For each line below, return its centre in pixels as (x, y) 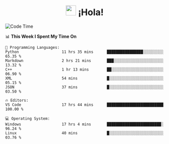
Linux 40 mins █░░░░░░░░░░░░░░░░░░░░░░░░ (84, 133)
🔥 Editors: (17, 100)
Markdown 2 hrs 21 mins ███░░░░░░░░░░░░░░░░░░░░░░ (84, 60)
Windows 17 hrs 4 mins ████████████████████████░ (84, 124)
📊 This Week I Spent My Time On (41, 36)
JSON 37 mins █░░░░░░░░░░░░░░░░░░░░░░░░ (84, 87)
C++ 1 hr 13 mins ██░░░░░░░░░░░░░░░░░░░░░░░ (84, 69)
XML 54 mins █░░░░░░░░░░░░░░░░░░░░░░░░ (84, 78)
